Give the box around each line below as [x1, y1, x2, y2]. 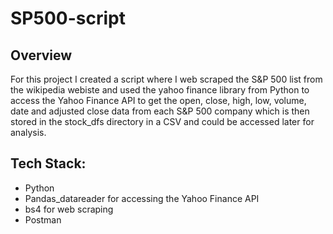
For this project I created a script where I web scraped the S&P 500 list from [10, 73, 323, 85]
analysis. [10, 127, 47, 138]
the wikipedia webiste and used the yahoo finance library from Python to [10, 84, 310, 96]
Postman [24, 213, 62, 226]
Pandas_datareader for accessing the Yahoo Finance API [24, 192, 260, 204]
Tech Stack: [10, 155, 87, 172]
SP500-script [10, 7, 126, 30]
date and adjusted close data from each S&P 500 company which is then [10, 105, 310, 117]
